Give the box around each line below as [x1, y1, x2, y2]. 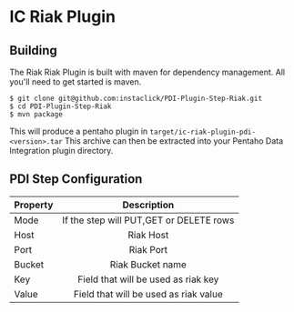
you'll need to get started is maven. [9, 76, 142, 87]
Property [14, 198, 54, 211]
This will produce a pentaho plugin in [9, 126, 148, 136]
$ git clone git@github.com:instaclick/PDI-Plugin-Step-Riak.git [9, 94, 262, 103]
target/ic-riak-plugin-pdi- [149, 127, 257, 136]
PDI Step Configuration [9, 171, 143, 187]
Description [122, 198, 175, 211]
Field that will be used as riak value [73, 287, 223, 300]
